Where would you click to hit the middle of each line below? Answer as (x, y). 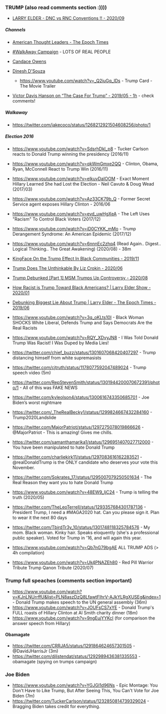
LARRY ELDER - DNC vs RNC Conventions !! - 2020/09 (68, 18)
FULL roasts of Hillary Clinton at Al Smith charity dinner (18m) (75, 612)
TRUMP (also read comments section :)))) (56, 7)
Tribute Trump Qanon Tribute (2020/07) (53, 568)
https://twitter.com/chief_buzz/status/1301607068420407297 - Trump (84, 353)
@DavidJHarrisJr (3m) (35, 651)
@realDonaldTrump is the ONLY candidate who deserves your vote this (85, 462)
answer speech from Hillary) (41, 623)
